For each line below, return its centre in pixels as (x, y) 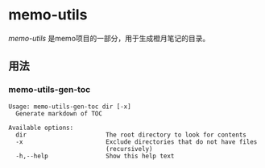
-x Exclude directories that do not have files (137, 142)
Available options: (41, 128)
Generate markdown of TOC (59, 113)
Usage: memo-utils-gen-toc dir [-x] (70, 107)
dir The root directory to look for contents (131, 135)
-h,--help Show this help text (95, 156)
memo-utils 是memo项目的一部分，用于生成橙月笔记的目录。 (109, 38)
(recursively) (129, 149)
